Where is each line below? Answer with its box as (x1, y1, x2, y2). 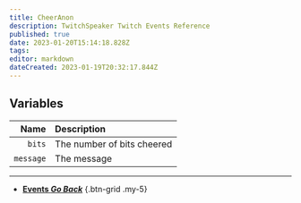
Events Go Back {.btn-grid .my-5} (21, 183, 148, 194)
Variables (9, 96, 64, 112)
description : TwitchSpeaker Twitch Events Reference (9, 21, 211, 30)
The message (55, 152, 113, 165)
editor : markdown (9, 55, 74, 63)
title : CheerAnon (9, 13, 74, 22)
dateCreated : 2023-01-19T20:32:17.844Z (9, 63, 159, 72)
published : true (9, 30, 70, 38)
